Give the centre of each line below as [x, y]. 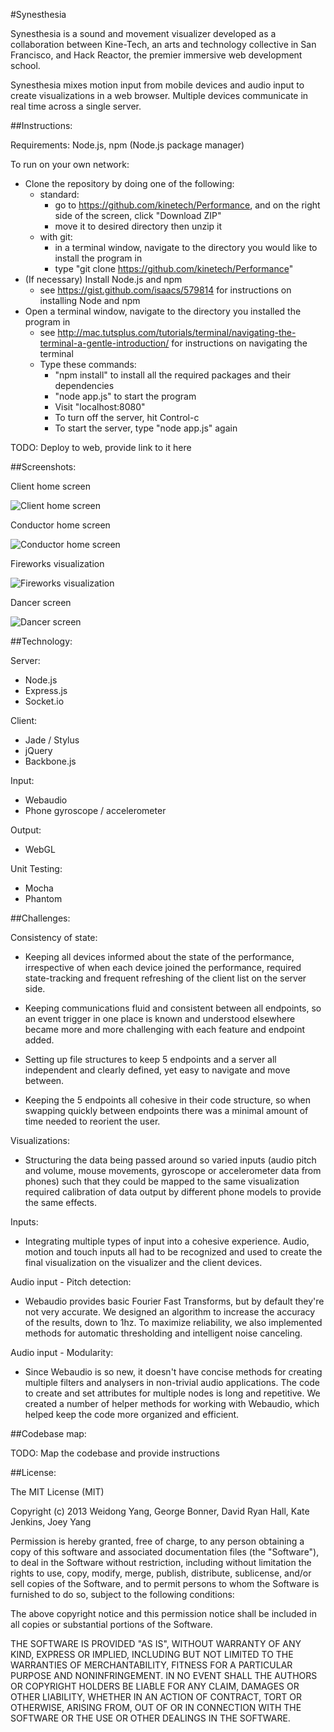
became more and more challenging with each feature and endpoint [165, 1029]
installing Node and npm [90, 300]
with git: [56, 237]
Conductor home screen [60, 525]
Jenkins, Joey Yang [51, 1522]
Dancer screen [41, 602]
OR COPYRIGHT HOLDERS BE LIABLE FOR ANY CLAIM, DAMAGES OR [155, 1686]
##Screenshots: [43, 467]
